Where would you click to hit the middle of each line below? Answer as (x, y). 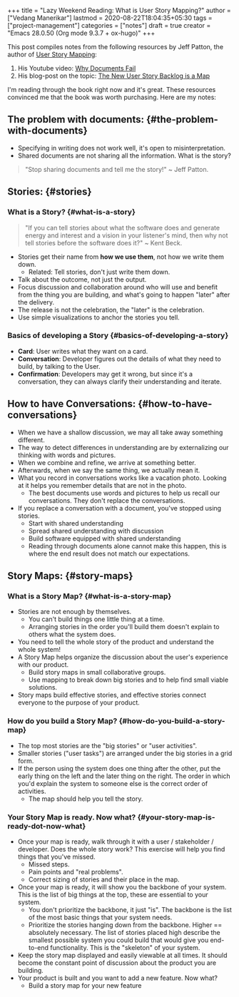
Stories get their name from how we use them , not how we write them (121, 257)
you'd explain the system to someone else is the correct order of (113, 783)
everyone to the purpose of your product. (79, 702)
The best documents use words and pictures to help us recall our (124, 493)
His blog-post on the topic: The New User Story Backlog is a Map (114, 76)
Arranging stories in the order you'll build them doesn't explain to (124, 627)
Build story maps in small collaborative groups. (97, 673)
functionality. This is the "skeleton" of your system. (125, 947)
